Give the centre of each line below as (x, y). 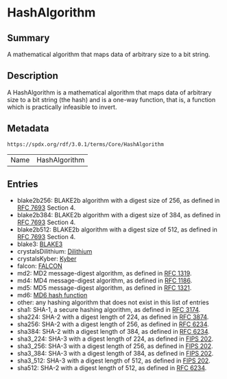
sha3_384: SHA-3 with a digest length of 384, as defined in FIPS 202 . (115, 354)
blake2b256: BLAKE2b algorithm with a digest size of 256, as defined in (118, 201)
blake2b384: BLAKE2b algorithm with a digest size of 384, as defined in (119, 215)
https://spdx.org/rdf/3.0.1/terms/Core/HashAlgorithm (86, 144)
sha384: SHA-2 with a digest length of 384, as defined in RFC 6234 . (113, 332)
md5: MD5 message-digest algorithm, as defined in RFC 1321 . (104, 288)
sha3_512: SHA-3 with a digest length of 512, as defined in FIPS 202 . (113, 360)
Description (33, 76)
